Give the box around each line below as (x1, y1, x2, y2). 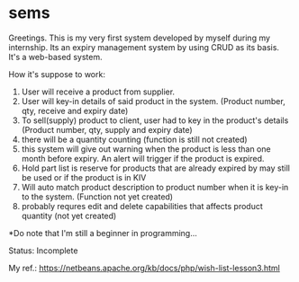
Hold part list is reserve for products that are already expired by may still (21, 163, 290, 173)
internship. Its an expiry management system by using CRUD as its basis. (8, 41, 280, 52)
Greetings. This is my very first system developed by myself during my (8, 32, 271, 43)
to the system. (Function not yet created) (21, 191, 173, 202)
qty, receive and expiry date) (21, 105, 129, 116)
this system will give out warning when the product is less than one (21, 143, 271, 154)
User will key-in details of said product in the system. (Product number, (21, 95, 285, 106)
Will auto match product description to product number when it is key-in (21, 181, 289, 192)
